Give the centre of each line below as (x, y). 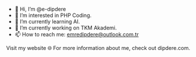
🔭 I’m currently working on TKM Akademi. (66, 28)
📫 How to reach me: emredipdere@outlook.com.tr (77, 34)
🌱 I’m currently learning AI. (47, 21)
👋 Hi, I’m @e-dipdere (40, 9)
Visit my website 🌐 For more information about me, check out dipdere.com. (98, 48)
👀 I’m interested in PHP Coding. (53, 15)
